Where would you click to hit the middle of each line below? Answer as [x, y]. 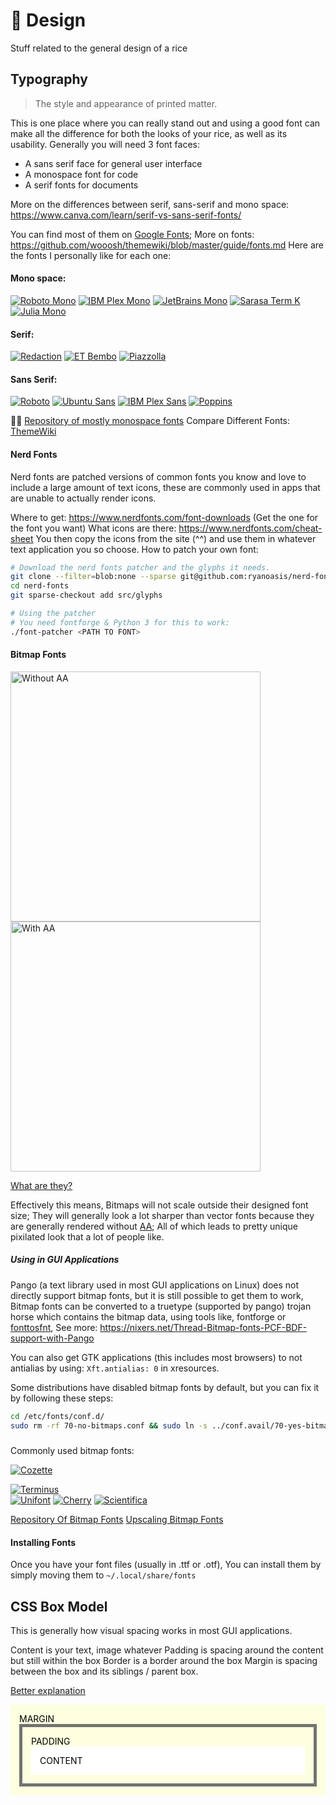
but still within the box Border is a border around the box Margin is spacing [164, 1660]
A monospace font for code [81, 174]
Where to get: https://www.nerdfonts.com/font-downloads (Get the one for [164, 517]
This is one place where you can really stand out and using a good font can [165, 123]
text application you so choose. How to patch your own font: [134, 549]
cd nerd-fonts [40, 586]
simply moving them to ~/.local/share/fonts [103, 1575]
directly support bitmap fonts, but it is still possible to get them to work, [157, 1295]
